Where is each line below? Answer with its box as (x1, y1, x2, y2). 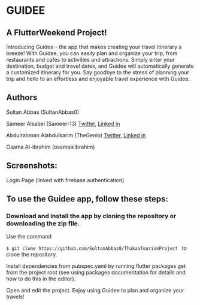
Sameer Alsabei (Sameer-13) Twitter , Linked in (6, 120, 120, 127)
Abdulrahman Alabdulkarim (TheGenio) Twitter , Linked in (6, 131, 146, 138)
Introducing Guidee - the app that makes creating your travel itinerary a (6, 43, 182, 50)
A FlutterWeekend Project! (6, 28, 107, 38)
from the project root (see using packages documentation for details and (6, 269, 186, 276)
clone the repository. (6, 251, 57, 258)
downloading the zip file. (6, 219, 80, 228)
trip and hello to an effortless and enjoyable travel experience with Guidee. (6, 76, 190, 82)
